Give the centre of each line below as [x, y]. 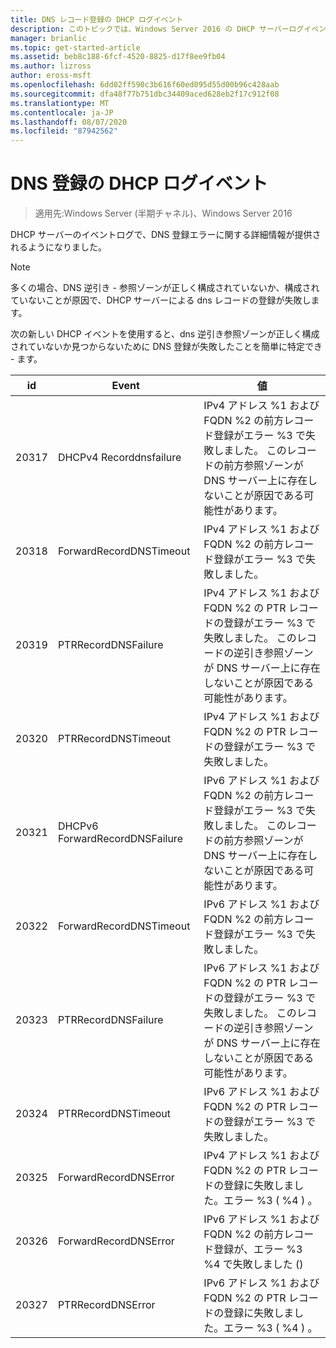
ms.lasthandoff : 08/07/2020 [69, 122]
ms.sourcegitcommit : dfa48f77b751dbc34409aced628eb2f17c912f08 [145, 94]
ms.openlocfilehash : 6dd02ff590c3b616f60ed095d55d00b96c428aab [145, 85]
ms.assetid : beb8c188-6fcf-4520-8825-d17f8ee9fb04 [118, 57]
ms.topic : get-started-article [75, 47]
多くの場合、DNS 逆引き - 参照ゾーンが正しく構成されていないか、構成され [165, 288]
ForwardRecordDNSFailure [120, 839]
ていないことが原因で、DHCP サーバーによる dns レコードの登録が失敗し [161, 300]
